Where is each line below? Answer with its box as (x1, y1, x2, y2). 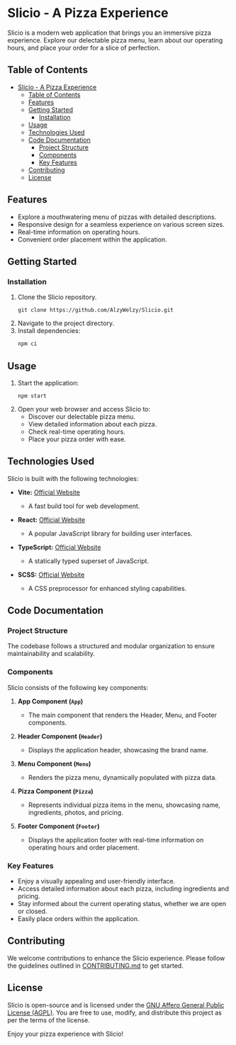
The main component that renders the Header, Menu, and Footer (28, 711, 218, 719)
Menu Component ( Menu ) (17, 759, 91, 768)
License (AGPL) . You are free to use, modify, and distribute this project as (7, 1008, 222, 1017)
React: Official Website (17, 515, 86, 524)
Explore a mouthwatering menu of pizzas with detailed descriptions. (17, 213, 217, 221)
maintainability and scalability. (7, 650, 96, 658)
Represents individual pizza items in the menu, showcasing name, (28, 801, 221, 809)
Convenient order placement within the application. (17, 235, 168, 244)
